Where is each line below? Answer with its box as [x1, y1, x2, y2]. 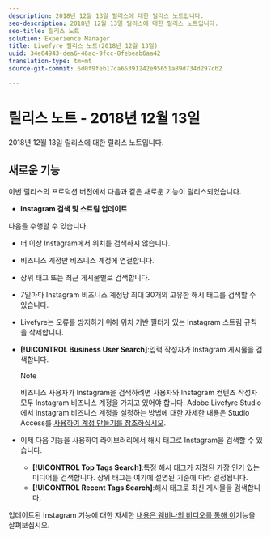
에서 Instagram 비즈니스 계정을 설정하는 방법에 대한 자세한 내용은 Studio [19, 407, 250, 417]
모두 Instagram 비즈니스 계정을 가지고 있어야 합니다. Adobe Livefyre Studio [19, 398, 261, 407]
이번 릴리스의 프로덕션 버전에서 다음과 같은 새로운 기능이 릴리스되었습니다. [8, 186, 242, 196]
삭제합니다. [28, 327, 65, 337]
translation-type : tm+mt [8, 58, 92, 66]
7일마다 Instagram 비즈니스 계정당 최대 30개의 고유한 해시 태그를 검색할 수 [19, 289, 256, 300]
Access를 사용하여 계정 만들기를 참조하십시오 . [19, 418, 167, 428]
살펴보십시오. [8, 520, 50, 530]
